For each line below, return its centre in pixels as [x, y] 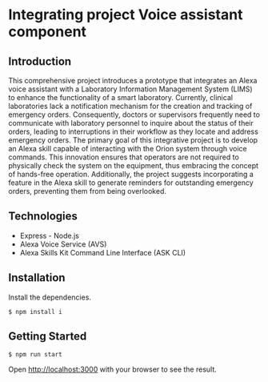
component [47, 32]
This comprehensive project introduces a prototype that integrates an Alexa [133, 80]
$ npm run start [35, 355]
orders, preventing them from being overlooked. [87, 191]
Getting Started [48, 337]
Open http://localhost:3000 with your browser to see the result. [113, 369]
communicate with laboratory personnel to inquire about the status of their [131, 123]
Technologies [43, 217]
